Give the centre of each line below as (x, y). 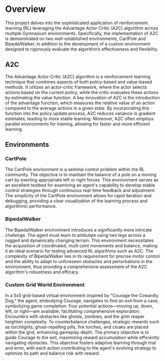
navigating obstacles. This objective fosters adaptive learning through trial (81, 343)
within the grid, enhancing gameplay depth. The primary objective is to (77, 332)
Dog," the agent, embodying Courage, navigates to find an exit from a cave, (82, 301)
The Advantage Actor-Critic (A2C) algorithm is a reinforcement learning (78, 76)
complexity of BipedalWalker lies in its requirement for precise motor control (82, 256)
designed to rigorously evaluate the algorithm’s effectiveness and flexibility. (82, 49)
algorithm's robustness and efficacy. (42, 272)
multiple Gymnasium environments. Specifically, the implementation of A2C (82, 33)
